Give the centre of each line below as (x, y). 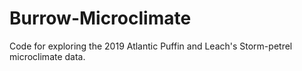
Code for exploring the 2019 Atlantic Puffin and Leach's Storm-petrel (151, 46)
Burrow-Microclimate (100, 18)
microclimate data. (47, 56)
